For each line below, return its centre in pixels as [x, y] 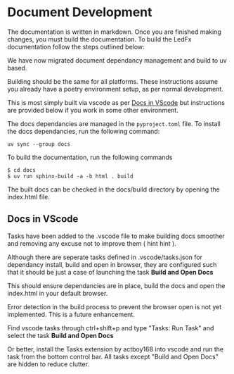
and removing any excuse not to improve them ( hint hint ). [92, 243]
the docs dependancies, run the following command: [84, 131]
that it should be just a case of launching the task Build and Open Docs [110, 272]
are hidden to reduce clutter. [48, 364]
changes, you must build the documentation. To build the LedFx [99, 39]
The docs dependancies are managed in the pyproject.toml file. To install [114, 123]
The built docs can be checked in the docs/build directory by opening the [113, 189]
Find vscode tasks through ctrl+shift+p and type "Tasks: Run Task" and [111, 328]
